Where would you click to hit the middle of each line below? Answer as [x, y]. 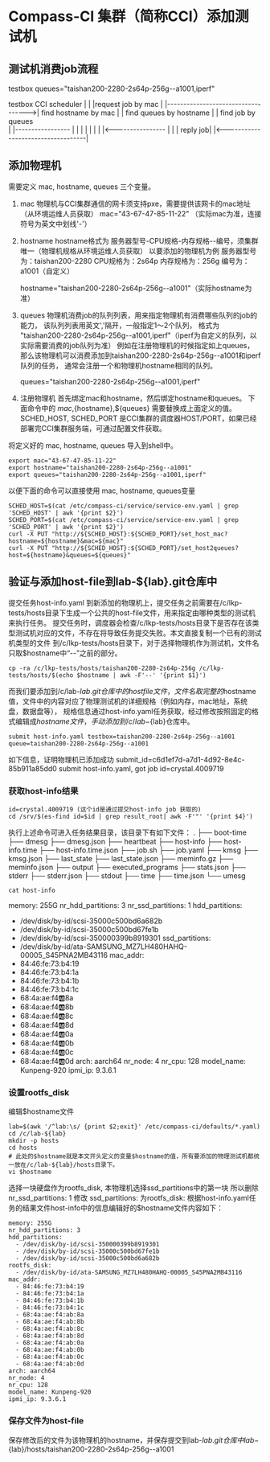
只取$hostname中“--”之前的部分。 [65, 653]
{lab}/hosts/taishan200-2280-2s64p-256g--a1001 [91, 1449]
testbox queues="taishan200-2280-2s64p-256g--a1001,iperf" [112, 88]
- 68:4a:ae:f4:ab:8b [50, 1322]
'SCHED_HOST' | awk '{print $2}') [66, 513]
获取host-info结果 [43, 791]
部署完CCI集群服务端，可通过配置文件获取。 [93, 428]
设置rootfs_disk [39, 1092]
